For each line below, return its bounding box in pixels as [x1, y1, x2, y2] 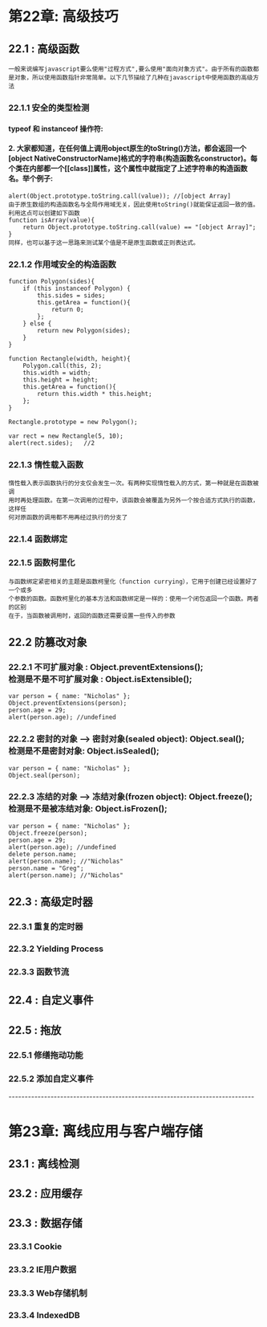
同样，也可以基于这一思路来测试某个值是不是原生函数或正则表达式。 [8, 239, 200, 247]
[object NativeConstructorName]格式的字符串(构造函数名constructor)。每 [8, 153, 258, 163]
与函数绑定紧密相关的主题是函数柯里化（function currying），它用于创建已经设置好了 [8, 578, 258, 586]
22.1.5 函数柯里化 [8, 557, 75, 569]
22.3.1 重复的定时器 [8, 921, 83, 933]
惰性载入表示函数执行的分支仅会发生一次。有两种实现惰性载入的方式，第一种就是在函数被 [8, 480, 259, 488]
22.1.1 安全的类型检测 [8, 102, 90, 113]
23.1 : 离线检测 [8, 1157, 80, 1170]
